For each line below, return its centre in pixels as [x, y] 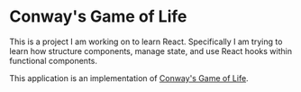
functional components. [53, 60]
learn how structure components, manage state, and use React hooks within [151, 51]
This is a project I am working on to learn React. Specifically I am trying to [146, 41]
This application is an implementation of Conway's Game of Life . [129, 78]
